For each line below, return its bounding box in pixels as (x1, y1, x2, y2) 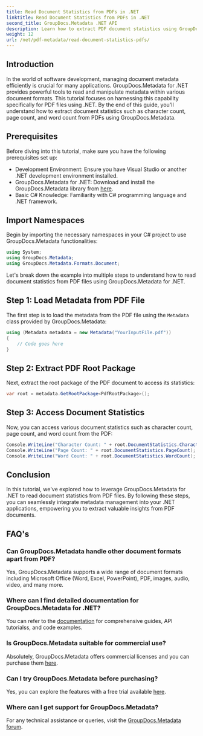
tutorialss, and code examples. (6, 624, 83, 631)
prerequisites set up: (6, 153, 57, 161)
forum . (6, 723, 23, 731)
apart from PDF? (6, 554, 56, 563)
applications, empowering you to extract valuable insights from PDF (6, 505, 175, 512)
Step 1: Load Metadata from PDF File (6, 295, 145, 306)
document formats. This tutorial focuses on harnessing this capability (6, 94, 179, 102)
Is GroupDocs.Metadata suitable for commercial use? (6, 639, 166, 647)
